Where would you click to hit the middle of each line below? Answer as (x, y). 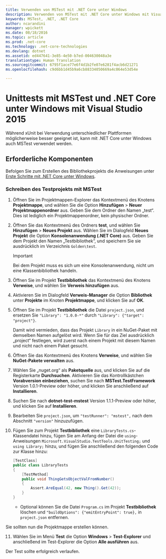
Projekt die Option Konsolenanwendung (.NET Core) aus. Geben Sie (83, 236)
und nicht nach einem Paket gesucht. (50, 346)
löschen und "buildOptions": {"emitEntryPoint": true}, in (81, 512)
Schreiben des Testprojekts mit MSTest (54, 189)
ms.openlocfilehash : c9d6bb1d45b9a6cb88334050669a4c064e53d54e (72, 70)
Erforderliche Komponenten (49, 159)
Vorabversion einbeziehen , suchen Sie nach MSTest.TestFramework (84, 381)
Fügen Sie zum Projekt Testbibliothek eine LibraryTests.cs (73, 430)
